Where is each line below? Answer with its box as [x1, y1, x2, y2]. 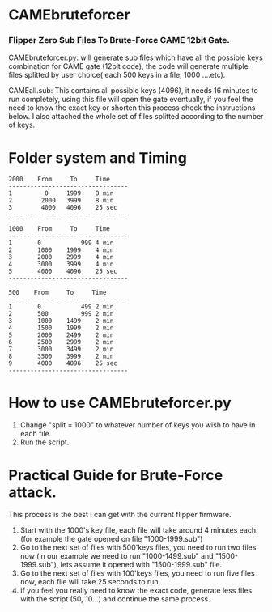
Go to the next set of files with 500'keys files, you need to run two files [19, 542, 257, 552]
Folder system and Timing [8, 148, 188, 167]
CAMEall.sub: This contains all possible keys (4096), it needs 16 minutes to [8, 86, 259, 96]
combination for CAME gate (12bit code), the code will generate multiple [8, 62, 249, 71]
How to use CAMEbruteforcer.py [8, 393, 232, 412]
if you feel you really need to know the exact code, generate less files [19, 585, 253, 596]
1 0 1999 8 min [8, 189, 114, 198]
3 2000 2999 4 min [8, 253, 114, 261]
